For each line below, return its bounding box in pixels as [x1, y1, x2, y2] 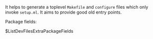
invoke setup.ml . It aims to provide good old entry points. [5, 9, 122, 15]
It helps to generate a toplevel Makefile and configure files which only [5, 4, 149, 10]
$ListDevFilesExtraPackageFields [5, 28, 74, 34]
